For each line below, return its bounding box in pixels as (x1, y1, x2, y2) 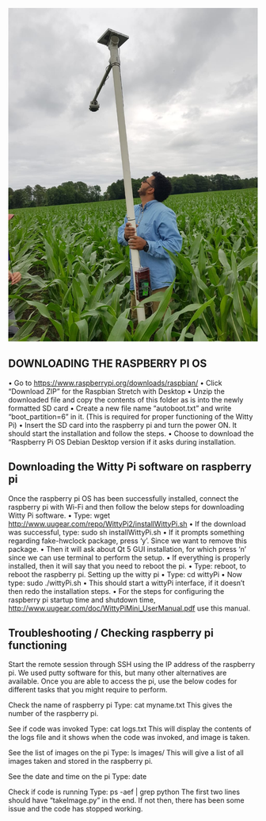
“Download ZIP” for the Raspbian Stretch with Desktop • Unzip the (8, 386, 226, 396)
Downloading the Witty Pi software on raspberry (8, 461, 252, 474)
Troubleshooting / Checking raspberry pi (8, 626, 214, 640)
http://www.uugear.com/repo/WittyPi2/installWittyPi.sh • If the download (8, 518, 246, 528)
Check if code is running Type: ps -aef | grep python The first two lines (8, 787, 240, 797)
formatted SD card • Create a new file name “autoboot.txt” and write (8, 403, 232, 413)
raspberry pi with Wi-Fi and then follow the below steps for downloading (8, 502, 245, 511)
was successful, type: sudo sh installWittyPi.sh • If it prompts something (8, 527, 245, 537)
